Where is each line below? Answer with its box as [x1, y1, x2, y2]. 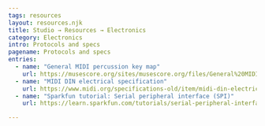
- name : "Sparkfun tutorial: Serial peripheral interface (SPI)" [15, 92, 235, 100]
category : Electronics [8, 33, 83, 42]
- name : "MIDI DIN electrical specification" [15, 77, 168, 85]
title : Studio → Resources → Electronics [8, 26, 147, 34]
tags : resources [8, 11, 62, 20]
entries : [8, 56, 37, 64]
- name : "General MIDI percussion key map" [15, 63, 160, 71]
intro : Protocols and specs [8, 41, 101, 49]
